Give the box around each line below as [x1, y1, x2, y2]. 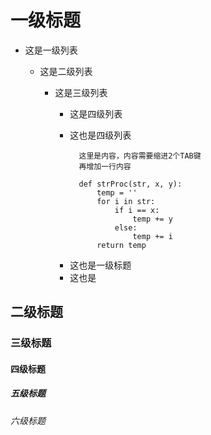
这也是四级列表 [69, 129, 132, 141]
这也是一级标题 [69, 259, 132, 271]
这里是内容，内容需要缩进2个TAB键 [78, 151, 202, 161]
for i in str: [96, 196, 156, 206]
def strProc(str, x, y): [78, 179, 183, 189]
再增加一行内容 [78, 161, 132, 171]
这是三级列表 [54, 86, 108, 98]
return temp [96, 240, 147, 250]
